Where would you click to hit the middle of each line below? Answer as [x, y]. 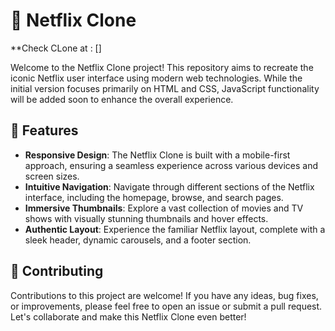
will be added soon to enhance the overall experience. [122, 99]
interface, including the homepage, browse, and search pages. [154, 197]
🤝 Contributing [57, 271]
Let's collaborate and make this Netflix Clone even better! [128, 316]
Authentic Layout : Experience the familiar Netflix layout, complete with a [175, 229]
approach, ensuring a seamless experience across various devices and [171, 165]
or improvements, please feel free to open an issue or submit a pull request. [166, 306]
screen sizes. [52, 176]
